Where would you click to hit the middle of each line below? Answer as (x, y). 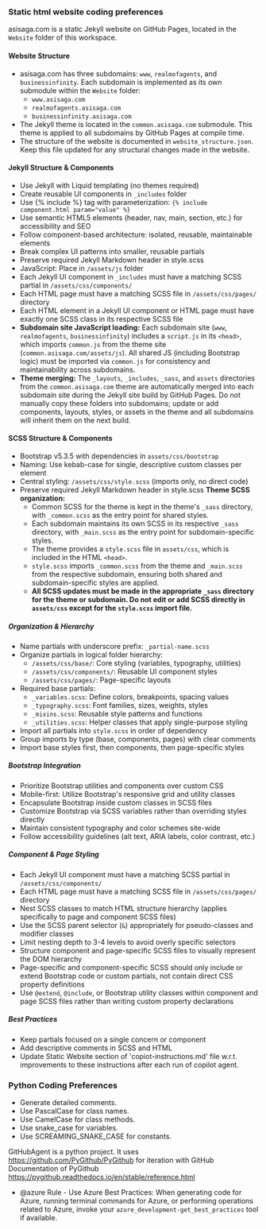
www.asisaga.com (58, 99)
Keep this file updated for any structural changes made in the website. (135, 149)
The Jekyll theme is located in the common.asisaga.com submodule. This (136, 124)
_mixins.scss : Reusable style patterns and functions (117, 713)
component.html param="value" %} (75, 210)
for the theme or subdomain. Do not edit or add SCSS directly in (138, 599)
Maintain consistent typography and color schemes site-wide (120, 828)
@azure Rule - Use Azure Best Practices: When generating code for (131, 1192)
